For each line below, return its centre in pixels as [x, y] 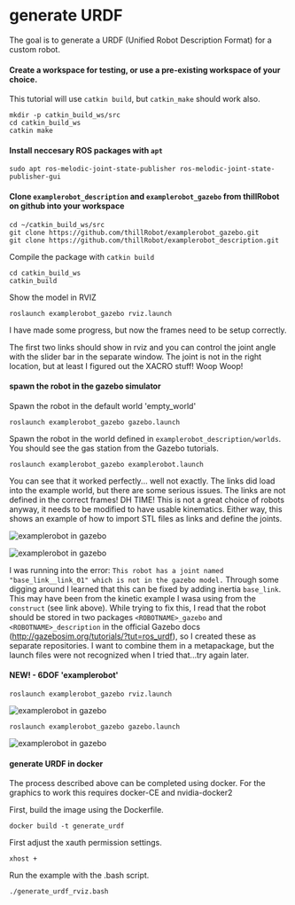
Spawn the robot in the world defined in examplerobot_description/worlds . [145, 438]
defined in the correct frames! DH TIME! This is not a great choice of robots [147, 500]
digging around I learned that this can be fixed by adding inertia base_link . [145, 589]
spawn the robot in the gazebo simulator [85, 386]
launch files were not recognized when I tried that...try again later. [129, 655]
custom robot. [35, 49]
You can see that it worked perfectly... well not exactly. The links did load [142, 481]
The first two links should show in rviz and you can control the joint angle [143, 347]
